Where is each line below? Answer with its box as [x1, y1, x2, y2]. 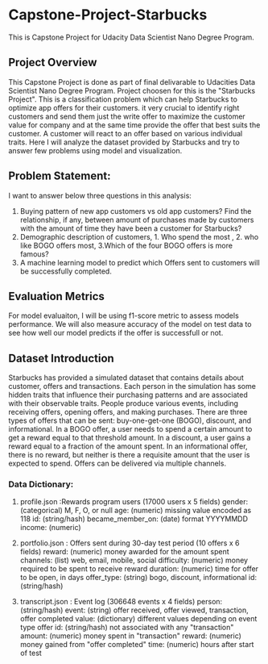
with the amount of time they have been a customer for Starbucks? [19, 223, 242, 233]
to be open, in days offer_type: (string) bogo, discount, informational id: [19, 573, 258, 583]
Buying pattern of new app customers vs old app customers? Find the [19, 206, 252, 215]
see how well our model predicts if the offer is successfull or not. [8, 328, 224, 338]
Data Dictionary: [8, 478, 74, 490]
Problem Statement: [8, 169, 111, 183]
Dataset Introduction [8, 351, 114, 365]
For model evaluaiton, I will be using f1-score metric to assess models [8, 311, 239, 320]
